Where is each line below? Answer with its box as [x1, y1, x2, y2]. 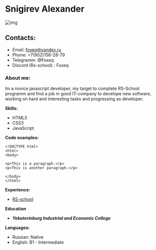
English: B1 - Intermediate [12, 239, 64, 245]
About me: [5, 74, 31, 81]
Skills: [5, 105, 18, 111]
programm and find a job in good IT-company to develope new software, [5, 91, 152, 97]
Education [5, 206, 26, 212]
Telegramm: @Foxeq [12, 57, 54, 63]
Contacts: [5, 34, 36, 42]
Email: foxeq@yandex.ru [12, 46, 62, 52]
